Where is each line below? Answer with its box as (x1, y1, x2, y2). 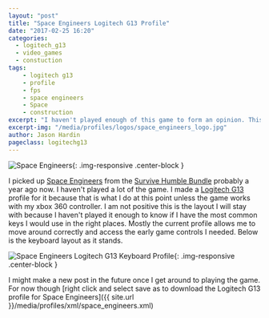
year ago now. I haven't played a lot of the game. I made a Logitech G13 (8, 184, 244, 194)
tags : (8, 64, 26, 72)
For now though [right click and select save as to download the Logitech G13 (8, 284, 261, 293)
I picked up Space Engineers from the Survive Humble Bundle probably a (8, 175, 250, 185)
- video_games (15, 49, 62, 57)
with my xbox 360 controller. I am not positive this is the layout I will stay (8, 201, 247, 211)
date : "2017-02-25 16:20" (8, 26, 94, 34)
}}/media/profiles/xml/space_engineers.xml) (8, 300, 154, 310)
